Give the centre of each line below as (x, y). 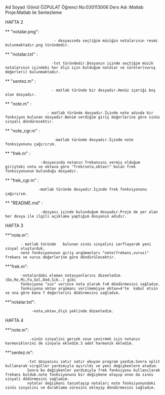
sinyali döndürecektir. (30, 121)
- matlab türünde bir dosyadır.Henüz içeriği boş (103, 90)
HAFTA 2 (14, 22)
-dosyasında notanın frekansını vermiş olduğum (90, 163)
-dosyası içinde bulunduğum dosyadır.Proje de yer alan (99, 212)
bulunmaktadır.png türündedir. (37, 45)
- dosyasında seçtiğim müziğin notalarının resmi (106, 41)
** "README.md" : (24, 203)
